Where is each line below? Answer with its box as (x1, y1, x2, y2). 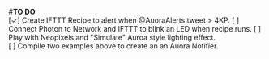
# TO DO (8, 7, 36, 16)
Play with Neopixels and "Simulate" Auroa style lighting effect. (8, 32, 216, 42)
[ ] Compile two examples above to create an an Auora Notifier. (8, 41, 219, 51)
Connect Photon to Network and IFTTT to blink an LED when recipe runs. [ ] (8, 24, 262, 33)
